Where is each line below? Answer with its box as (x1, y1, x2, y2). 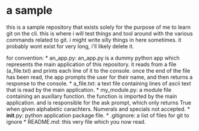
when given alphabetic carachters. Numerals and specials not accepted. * (6, 105, 191, 112)
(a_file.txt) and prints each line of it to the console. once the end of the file (6, 67, 191, 74)
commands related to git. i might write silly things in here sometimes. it (6, 36, 182, 43)
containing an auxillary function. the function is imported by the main (6, 93, 177, 100)
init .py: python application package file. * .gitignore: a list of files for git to (6, 112, 190, 119)
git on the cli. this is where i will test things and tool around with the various (6, 29, 193, 37)
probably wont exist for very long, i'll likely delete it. (6, 43, 134, 50)
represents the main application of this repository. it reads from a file (6, 61, 177, 68)
